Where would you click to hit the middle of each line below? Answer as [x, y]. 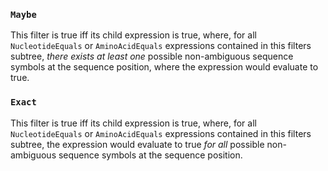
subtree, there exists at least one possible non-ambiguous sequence [152, 56]
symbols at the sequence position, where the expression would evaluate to [164, 67]
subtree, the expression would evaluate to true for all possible [137, 144]
